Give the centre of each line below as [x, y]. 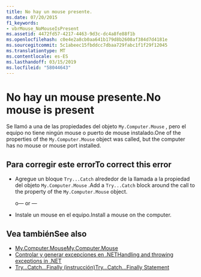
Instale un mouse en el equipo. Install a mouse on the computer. [93, 215]
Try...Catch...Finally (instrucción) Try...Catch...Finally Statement [92, 267]
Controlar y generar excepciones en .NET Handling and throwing [94, 254]
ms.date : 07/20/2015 [32, 17]
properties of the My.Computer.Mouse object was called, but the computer [96, 139]
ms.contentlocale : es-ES [37, 56]
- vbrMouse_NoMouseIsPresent [43, 28]
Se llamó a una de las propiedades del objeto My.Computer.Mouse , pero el [96, 127]
